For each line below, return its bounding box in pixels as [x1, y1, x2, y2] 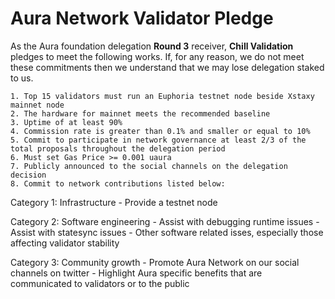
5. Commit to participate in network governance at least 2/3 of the [10, 135, 307, 145]
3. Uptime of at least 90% [10, 117, 123, 127]
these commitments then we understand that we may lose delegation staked [10, 61, 325, 73]
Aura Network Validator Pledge [10, 7, 274, 30]
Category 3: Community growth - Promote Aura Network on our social [10, 256, 300, 268]
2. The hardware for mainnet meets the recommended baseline [10, 108, 271, 119]
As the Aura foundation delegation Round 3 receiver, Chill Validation [10, 40, 294, 52]
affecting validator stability [10, 237, 120, 249]
